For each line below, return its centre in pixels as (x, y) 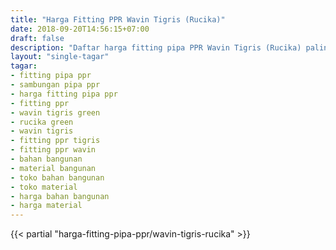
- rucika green (42, 122)
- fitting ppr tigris (55, 141)
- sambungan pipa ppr (55, 85)
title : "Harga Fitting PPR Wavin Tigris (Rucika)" (118, 19)
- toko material (44, 187)
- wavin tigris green (55, 112)
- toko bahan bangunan (57, 177)
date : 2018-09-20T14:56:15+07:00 (80, 29)
